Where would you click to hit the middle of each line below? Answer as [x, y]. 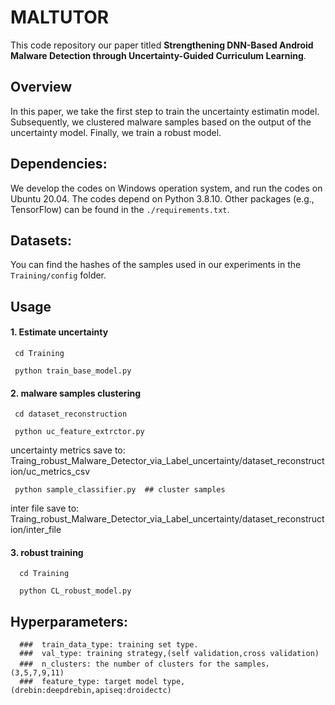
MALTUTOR [60, 17]
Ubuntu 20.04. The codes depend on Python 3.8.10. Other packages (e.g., [162, 198]
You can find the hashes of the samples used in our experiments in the [156, 265]
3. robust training [47, 552]
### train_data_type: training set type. [109, 645]
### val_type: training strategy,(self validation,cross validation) [169, 654]
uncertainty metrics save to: [68, 450]
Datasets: [41, 240]
